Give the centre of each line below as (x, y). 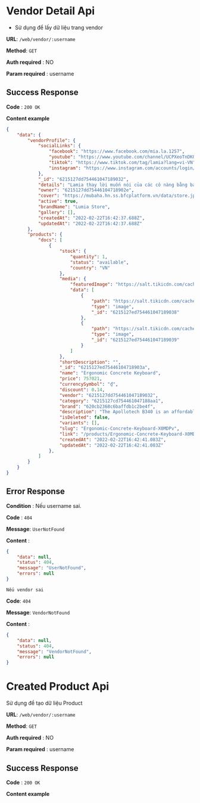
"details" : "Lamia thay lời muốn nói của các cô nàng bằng (112, 185)
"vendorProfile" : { (52, 140)
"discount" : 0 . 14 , (82, 390)
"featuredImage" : (91, 284)
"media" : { (73, 279)
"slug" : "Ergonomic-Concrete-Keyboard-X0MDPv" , (119, 429)
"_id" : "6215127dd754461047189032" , (83, 179)
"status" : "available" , (99, 262)
